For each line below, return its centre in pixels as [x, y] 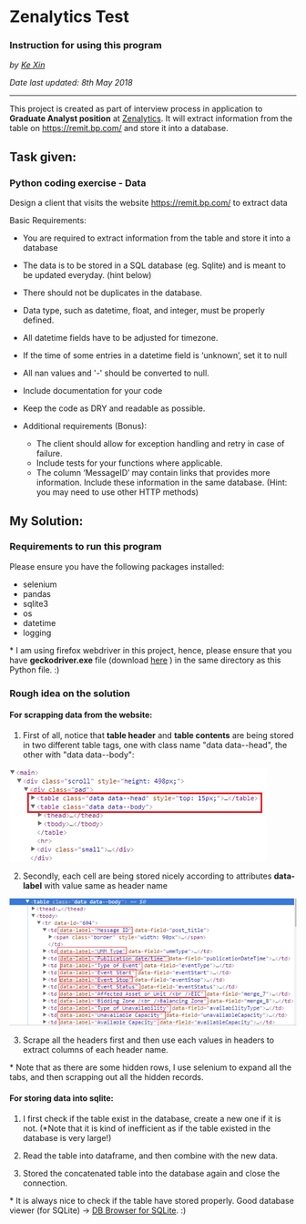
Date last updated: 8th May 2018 [71, 83]
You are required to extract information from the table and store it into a [157, 238]
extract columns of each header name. [95, 1050]
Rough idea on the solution [70, 693]
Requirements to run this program [86, 547]
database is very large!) [67, 1137]
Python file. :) [35, 669]
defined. [38, 320]
